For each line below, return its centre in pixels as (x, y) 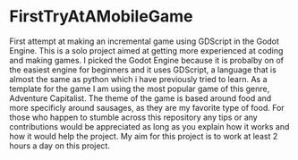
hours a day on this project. (60, 146)
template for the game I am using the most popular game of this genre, (140, 88)
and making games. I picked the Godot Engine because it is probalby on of (147, 60)
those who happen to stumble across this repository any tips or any (133, 117)
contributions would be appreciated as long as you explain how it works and (149, 126)
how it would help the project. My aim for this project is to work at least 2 (144, 136)
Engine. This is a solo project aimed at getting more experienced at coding (146, 50)
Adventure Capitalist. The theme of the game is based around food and (140, 98)
